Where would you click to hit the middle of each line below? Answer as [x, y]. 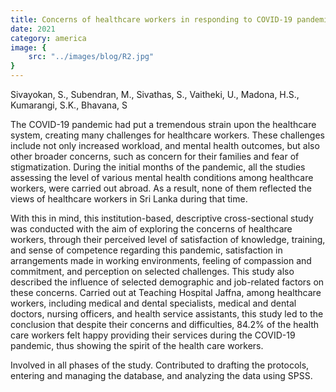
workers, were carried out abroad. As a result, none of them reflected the [161, 188]
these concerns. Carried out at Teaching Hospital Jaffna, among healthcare [166, 292]
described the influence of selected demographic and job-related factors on [167, 282]
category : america [48, 38]
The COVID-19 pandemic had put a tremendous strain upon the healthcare [163, 124]
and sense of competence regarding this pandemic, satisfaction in [146, 250]
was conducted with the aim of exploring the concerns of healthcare [151, 229]
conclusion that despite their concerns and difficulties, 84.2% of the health [165, 324]
